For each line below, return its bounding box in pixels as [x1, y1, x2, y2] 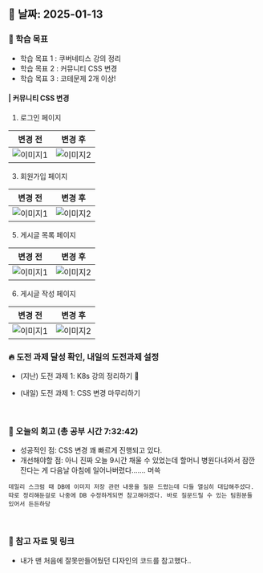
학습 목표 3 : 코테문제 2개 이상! [19, 73, 116, 83]
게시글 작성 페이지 [19, 288, 76, 299]
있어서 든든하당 [8, 500, 51, 508]
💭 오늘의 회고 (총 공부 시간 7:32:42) [8, 426, 139, 437]
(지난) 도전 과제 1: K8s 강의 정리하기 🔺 [19, 372, 140, 381]
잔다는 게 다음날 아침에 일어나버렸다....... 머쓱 [19, 465, 161, 475]
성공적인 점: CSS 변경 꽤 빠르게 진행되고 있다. [19, 445, 163, 455]
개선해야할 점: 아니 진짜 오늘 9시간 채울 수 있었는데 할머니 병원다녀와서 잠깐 [19, 456, 255, 465]
